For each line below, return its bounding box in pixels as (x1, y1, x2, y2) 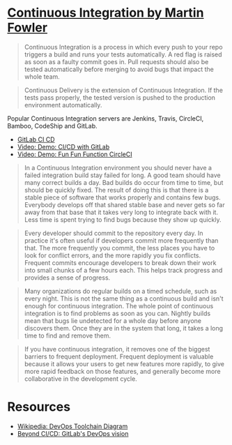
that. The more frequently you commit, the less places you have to (24, 243, 215, 252)
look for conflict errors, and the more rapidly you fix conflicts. (24, 251, 201, 259)
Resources (7, 399, 71, 415)
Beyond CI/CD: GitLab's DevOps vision (17, 429, 129, 437)
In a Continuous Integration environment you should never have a (24, 163, 212, 172)
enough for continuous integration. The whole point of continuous (24, 301, 214, 310)
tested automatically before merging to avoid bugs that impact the (24, 65, 214, 73)
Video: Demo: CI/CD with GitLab (17, 142, 110, 151)
